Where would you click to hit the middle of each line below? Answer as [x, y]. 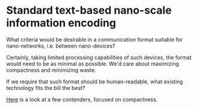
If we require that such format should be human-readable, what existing [95, 82]
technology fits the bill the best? [46, 88]
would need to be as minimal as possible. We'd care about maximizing [93, 64]
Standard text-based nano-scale [89, 10]
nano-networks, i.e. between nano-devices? [61, 46]
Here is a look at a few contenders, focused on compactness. [82, 99]
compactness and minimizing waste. [51, 70]
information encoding [61, 23]
